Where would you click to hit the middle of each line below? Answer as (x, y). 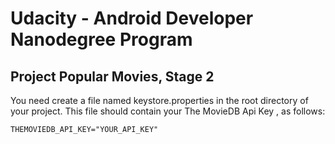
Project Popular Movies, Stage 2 (112, 76)
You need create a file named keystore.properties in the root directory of (159, 100)
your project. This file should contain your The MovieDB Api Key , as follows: (168, 111)
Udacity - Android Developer (132, 18)
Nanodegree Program (101, 39)
